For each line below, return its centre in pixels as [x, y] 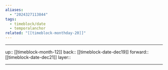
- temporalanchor [28, 28]
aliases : [14, 10]
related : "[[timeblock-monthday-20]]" [45, 33]
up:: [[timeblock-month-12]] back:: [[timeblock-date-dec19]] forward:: [77, 52]
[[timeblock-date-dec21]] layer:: [38, 57]
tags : [11, 19]
